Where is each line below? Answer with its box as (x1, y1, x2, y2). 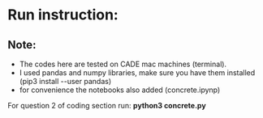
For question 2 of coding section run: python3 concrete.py (7, 101, 206, 110)
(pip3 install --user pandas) (19, 77, 111, 86)
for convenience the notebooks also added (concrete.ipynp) (19, 85, 221, 95)
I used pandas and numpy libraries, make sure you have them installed (19, 68, 256, 78)
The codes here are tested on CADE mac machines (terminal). (19, 59, 227, 69)
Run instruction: (7, 6, 119, 24)
